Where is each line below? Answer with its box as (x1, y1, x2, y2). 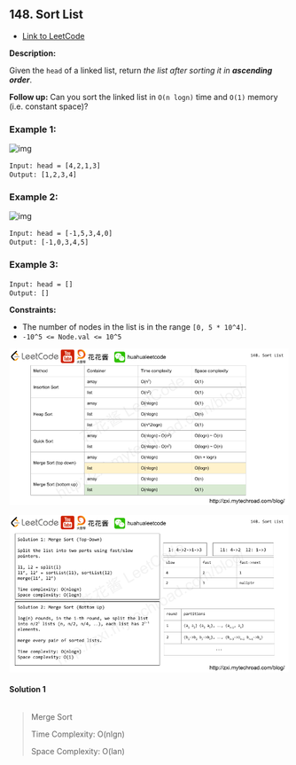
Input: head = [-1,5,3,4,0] (9, 230, 113, 238)
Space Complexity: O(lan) (30, 745, 126, 756)
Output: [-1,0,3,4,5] (9, 238, 90, 247)
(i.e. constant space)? (9, 101, 89, 112)
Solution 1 (9, 684, 46, 695)
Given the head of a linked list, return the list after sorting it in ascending (9, 65, 273, 75)
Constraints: (9, 304, 57, 315)
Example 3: (9, 259, 59, 271)
